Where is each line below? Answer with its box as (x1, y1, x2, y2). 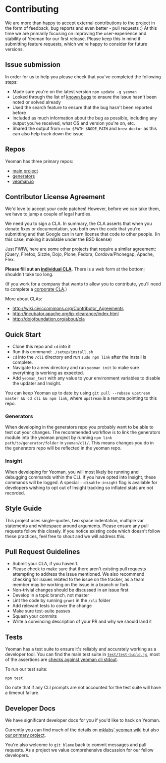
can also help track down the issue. (12, 130, 85, 137)
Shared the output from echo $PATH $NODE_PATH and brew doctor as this (12, 125, 157, 131)
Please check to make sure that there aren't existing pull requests (12, 566, 146, 572)
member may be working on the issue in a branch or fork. (12, 582, 130, 588)
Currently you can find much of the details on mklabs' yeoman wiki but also (5, 727, 160, 733)
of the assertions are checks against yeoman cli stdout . (5, 656, 118, 662)
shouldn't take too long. (5, 272, 54, 277)
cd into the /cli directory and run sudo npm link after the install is (12, 354, 147, 360)
